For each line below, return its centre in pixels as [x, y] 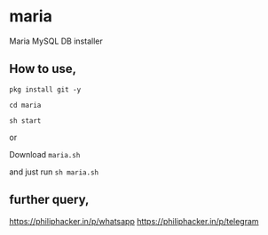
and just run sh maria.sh [54, 172]
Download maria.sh [45, 154]
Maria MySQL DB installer [56, 41]
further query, [49, 200]
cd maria [25, 105]
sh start [25, 121]
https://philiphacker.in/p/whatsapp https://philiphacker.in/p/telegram [134, 221]
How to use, [43, 69]
